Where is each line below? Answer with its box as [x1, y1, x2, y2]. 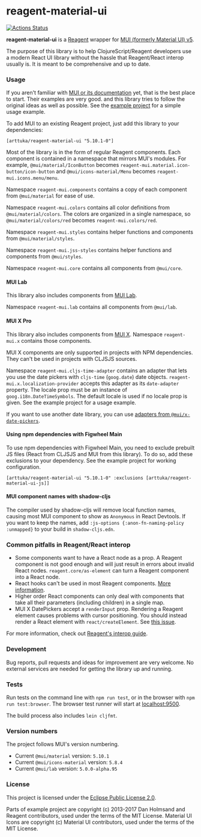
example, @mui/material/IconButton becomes [6, 161, 119, 169]
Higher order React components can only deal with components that [14, 592, 185, 600]
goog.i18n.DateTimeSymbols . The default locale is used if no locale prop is [6, 392, 188, 400]
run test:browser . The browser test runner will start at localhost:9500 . [6, 700, 181, 707]
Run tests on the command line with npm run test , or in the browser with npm [6, 694, 195, 701]
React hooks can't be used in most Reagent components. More [14, 580, 171, 587]
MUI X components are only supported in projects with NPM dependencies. [6, 348, 193, 356]
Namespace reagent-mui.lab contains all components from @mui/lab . [6, 303, 178, 311]
